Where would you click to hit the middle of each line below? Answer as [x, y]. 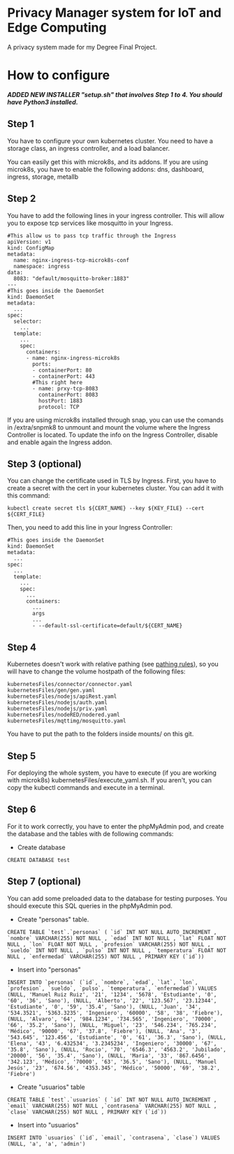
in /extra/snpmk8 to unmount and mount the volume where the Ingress [109, 427]
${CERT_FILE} [26, 515]
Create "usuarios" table [51, 1087]
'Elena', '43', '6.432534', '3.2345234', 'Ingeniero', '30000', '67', [112, 1043]
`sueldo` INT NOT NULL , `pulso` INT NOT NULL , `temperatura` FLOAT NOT [117, 950]
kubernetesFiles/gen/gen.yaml [51, 691]
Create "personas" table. [53, 919]
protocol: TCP [59, 407]
